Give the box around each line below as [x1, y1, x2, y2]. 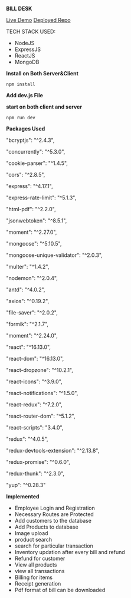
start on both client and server [6, 103, 83, 110]
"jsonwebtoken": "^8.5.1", [6, 217, 67, 224]
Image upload [14, 530, 48, 536]
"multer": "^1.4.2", [6, 263, 50, 270]
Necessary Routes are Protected [14, 511, 94, 518]
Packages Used [6, 125, 45, 132]
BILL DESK [6, 5, 32, 12]
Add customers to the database [14, 517, 91, 524]
